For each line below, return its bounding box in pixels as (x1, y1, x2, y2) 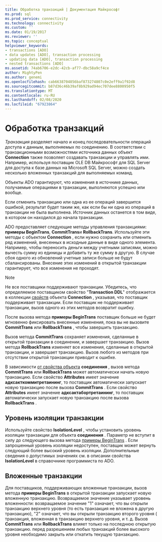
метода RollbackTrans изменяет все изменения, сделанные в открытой (5, 344, 153, 350)
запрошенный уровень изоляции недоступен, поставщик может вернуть (5, 442, 156, 448)
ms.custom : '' (5, 25, 34, 30)
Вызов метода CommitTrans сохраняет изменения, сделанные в (5, 334, 139, 339)
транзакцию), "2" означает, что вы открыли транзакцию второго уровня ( (5, 510, 157, 516)
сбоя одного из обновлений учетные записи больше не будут (5, 254, 133, 260)
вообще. (5, 189, 23, 195)
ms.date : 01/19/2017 (5, 30, 47, 34)
